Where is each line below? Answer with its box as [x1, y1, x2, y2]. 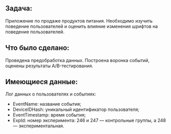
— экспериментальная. [12, 123, 65, 129]
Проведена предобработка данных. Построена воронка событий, [5, 57, 150, 63]
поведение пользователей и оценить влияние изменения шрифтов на [5, 23, 158, 29]
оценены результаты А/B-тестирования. [5, 63, 94, 69]
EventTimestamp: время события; [12, 112, 86, 118]
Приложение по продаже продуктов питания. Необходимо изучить [5, 17, 153, 24]
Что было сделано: [5, 44, 70, 52]
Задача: [5, 4, 32, 13]
